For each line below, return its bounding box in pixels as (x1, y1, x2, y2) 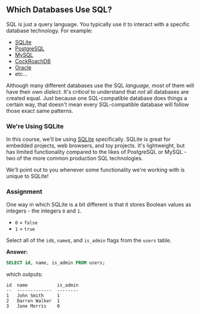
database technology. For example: (6, 27, 93, 34)
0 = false (14, 219, 38, 226)
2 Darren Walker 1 (6, 298, 60, 304)
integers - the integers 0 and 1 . (6, 207, 82, 214)
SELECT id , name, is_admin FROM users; (6, 260, 106, 266)
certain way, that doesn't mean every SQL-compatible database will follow (6, 101, 189, 108)
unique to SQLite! (6, 173, 49, 180)
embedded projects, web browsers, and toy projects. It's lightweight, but (6, 142, 185, 149)
